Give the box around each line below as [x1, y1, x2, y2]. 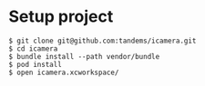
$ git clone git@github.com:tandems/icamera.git [8, 36, 197, 45]
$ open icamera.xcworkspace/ [8, 68, 119, 77]
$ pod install [8, 60, 63, 69]
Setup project [8, 6, 114, 27]
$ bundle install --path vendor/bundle [8, 52, 160, 61]
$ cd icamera [8, 43, 58, 53]
